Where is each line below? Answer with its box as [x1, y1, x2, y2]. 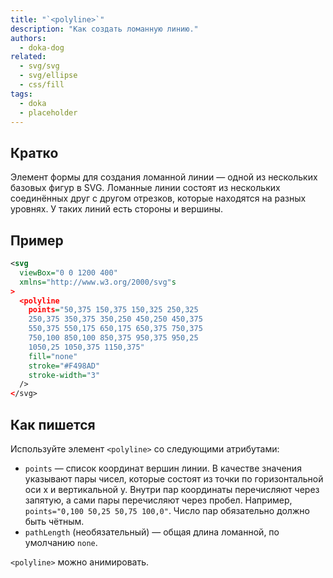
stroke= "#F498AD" [28, 361, 101, 371]
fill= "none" [28, 351, 78, 361]
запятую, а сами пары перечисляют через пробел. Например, [24, 494, 293, 506]
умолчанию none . [24, 536, 98, 548]
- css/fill [19, 80, 65, 90]
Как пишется [10, 416, 96, 433]
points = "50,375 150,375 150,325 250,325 [28, 305, 199, 315]
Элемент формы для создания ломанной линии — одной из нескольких [10, 171, 318, 183]
